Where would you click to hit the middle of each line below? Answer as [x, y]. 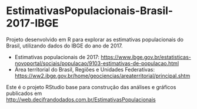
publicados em [24, 93]
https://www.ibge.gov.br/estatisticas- [146, 57]
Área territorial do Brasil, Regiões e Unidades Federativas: [84, 69]
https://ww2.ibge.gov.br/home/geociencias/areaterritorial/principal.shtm [102, 76]
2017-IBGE [32, 23]
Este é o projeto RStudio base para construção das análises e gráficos [91, 87]
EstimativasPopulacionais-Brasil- [90, 11]
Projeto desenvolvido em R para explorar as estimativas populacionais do [95, 39]
